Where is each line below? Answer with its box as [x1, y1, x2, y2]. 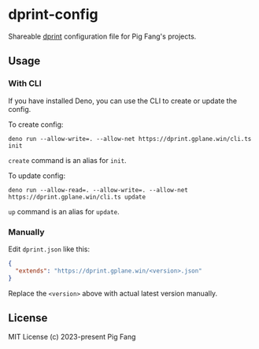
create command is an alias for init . [8, 155, 128, 165]
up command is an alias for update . [8, 206, 120, 216]
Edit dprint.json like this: [8, 244, 91, 254]
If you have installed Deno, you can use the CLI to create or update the [8, 96, 238, 106]
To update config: [8, 171, 65, 180]
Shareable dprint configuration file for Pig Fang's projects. [8, 32, 197, 41]
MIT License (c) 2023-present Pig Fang [8, 332, 136, 342]
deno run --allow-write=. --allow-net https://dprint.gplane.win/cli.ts [8, 135, 252, 143]
